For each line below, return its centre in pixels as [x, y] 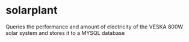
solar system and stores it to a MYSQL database [65, 33]
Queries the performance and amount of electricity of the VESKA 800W [94, 27]
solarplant [32, 10]
